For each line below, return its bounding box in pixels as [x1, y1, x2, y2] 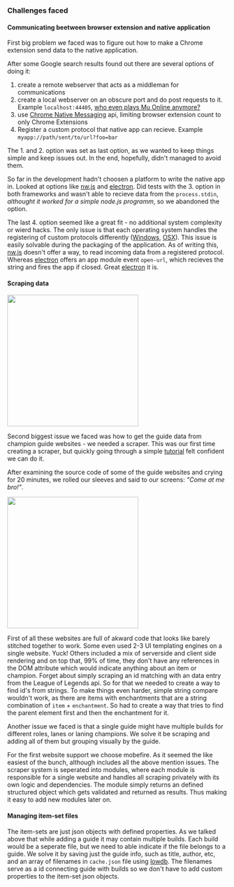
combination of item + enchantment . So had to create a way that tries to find [7, 701, 224, 710]
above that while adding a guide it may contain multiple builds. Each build [7, 834, 219, 843]
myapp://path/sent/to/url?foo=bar [17, 134, 118, 142]
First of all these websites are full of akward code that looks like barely [7, 634, 211, 643]
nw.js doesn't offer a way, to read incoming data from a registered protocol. [7, 248, 225, 257]
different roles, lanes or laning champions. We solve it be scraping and [7, 730, 210, 738]
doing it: [7, 67, 31, 76]
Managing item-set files [7, 811, 79, 820]
